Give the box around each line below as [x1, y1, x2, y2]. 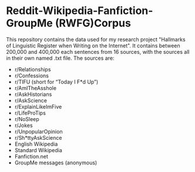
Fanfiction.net [14, 153, 49, 160]
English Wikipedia [14, 140, 58, 147]
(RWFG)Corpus [55, 16, 131, 30]
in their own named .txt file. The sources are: [6, 54, 115, 61]
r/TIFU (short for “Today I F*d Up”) [14, 78, 99, 85]
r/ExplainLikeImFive [14, 103, 62, 110]
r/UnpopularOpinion [14, 128, 63, 135]
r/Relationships [14, 66, 51, 73]
